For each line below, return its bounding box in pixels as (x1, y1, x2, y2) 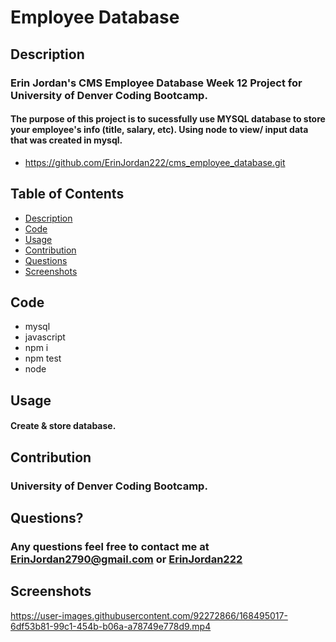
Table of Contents (10, 186, 125, 203)
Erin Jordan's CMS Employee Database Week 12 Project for (10, 76, 303, 90)
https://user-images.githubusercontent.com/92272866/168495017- (10, 609, 288, 621)
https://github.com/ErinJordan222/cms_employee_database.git (24, 156, 286, 168)
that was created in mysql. (10, 134, 123, 146)
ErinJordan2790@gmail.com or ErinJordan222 (10, 552, 243, 566)
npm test (24, 352, 62, 365)
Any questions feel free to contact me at (10, 539, 210, 553)
